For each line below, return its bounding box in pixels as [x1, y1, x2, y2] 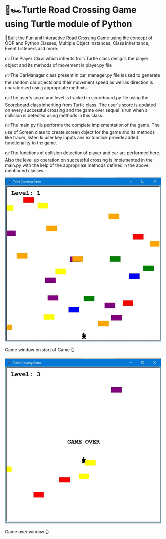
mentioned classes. [5, 167, 45, 173]
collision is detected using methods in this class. [5, 112, 104, 118]
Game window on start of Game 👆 [5, 347, 75, 353]
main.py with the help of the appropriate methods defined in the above [5, 162, 149, 168]
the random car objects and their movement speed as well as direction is [5, 79, 153, 85]
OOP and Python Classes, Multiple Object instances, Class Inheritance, [5, 40, 150, 46]
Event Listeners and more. [5, 45, 58, 51]
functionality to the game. [5, 140, 58, 146]
